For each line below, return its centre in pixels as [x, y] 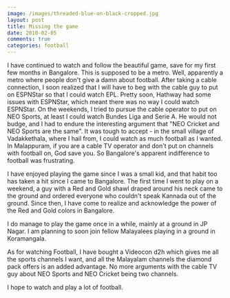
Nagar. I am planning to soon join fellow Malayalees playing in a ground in [111, 231]
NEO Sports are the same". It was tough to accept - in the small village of [111, 131]
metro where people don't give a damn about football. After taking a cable [112, 80]
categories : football [38, 46]
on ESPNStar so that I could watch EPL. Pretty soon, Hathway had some [109, 95]
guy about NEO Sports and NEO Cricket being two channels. [93, 274]
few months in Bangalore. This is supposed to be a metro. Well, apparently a [115, 72]
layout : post [26, 20]
